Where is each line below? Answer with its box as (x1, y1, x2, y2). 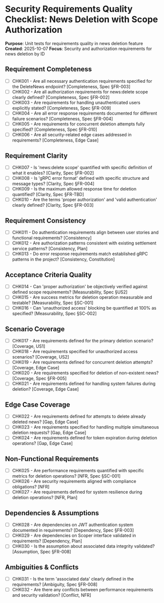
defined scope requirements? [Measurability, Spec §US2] (12, 289, 128, 295)
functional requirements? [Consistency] (12, 235, 92, 241)
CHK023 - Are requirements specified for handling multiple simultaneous (12, 424, 159, 430)
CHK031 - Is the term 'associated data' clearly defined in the (12, 576, 134, 582)
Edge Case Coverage (5, 400, 70, 409)
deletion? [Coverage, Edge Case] (12, 386, 79, 392)
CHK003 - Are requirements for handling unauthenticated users (12, 99, 141, 105)
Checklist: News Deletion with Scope (5, 14, 158, 25)
